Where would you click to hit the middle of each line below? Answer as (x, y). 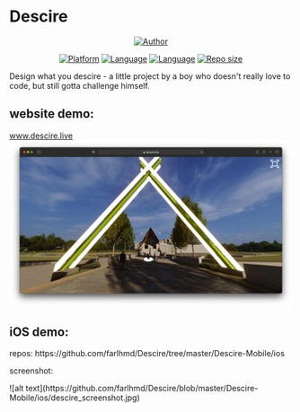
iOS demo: (39, 332)
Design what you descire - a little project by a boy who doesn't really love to (150, 76)
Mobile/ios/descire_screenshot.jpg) (75, 398)
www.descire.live (41, 136)
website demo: (52, 114)
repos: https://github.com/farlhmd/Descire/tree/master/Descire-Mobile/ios (147, 354)
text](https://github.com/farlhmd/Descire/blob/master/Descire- (142, 389)
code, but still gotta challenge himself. (79, 85)
